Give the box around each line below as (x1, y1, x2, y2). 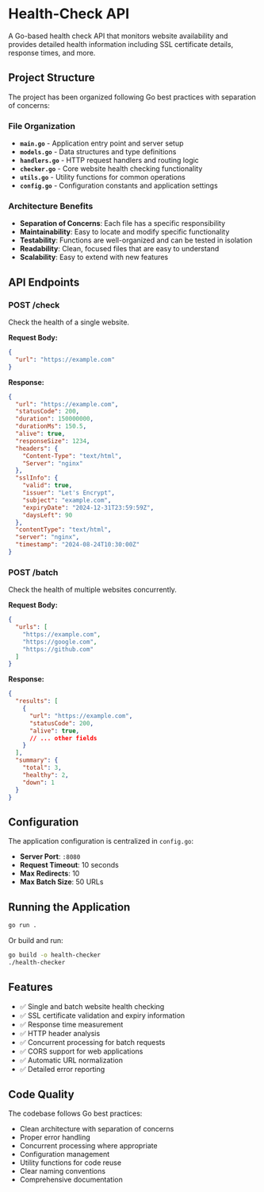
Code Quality (8, 1087, 75, 1101)
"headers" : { (15, 445, 59, 452)
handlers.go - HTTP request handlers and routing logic (19, 156, 200, 165)
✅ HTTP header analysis (19, 1028, 101, 1038)
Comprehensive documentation (19, 1175, 123, 1185)
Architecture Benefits (8, 200, 94, 212)
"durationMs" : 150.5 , (15, 422, 87, 430)
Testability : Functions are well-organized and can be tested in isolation (19, 235, 253, 245)
